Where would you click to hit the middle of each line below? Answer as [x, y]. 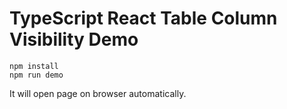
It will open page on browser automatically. [98, 93]
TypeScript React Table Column [143, 18]
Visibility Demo [74, 39]
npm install [34, 66]
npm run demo [36, 75]
